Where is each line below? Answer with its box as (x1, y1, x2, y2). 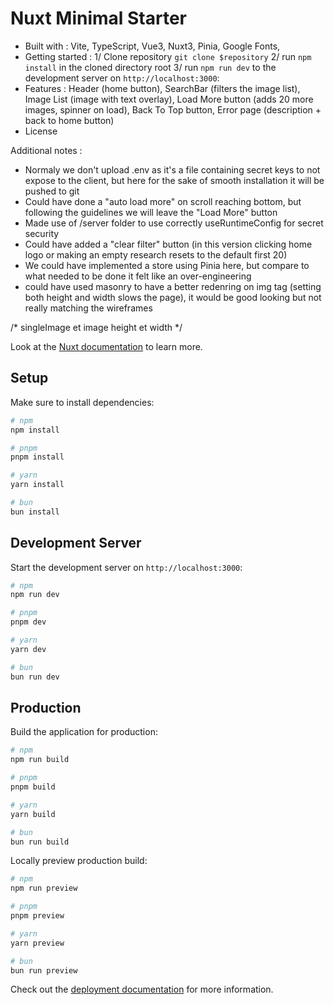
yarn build (10, 809, 56, 819)
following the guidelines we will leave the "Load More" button (24, 206, 278, 218)
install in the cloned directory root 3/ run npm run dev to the (24, 61, 277, 73)
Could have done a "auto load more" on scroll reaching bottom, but (24, 195, 302, 207)
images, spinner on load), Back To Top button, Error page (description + (24, 103, 322, 116)
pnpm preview (10, 911, 65, 921)
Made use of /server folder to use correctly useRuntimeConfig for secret (24, 217, 324, 229)
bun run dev (10, 672, 60, 682)
